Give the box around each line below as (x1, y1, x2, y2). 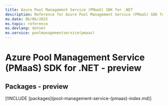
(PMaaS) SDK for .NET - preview (5, 63, 141, 74)
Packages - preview (5, 82, 68, 91)
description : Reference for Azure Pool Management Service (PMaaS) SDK (5, 12, 157, 17)
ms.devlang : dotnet (5, 26, 46, 31)
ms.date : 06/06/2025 (5, 16, 48, 21)
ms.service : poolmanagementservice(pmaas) (5, 30, 95, 35)
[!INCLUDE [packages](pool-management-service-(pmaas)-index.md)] (5, 96, 151, 101)
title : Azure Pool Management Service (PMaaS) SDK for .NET (5, 7, 133, 12)
